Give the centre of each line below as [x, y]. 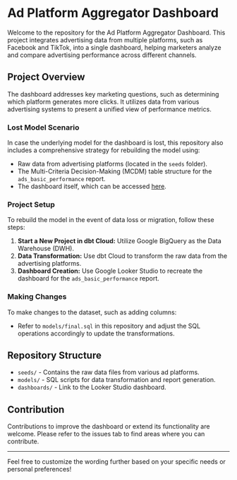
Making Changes [37, 297]
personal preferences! [39, 469]
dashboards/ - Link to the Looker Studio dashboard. [92, 387]
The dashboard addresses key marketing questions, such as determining [113, 94]
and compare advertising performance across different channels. [102, 55]
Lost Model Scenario [43, 127]
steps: [16, 228]
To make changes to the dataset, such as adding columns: [92, 312]
